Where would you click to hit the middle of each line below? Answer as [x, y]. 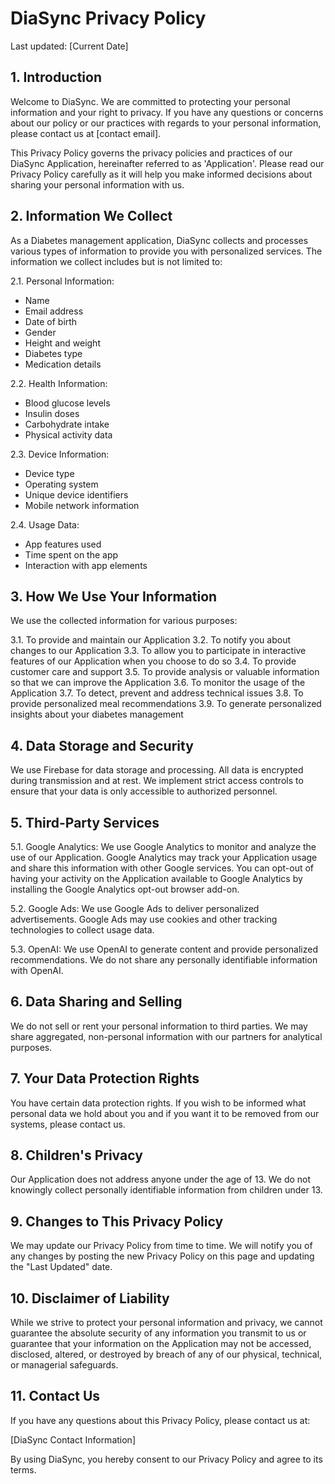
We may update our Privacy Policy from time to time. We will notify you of [161, 1246]
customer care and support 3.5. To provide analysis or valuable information [165, 672]
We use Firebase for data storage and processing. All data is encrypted [157, 770]
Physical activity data [68, 434]
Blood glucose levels [67, 403]
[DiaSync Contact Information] [73, 1439]
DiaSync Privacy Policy [108, 18]
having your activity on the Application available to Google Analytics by [156, 878]
